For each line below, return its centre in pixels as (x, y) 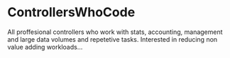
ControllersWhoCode (71, 12)
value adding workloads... (45, 47)
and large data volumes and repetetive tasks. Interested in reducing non (113, 39)
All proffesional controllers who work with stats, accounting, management (115, 32)
